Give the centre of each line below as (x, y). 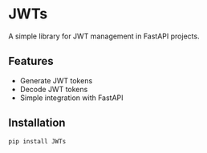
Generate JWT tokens (56, 80)
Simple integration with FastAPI (71, 98)
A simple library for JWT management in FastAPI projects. (104, 36)
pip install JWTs (37, 141)
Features (31, 61)
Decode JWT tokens (54, 89)
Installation (37, 123)
